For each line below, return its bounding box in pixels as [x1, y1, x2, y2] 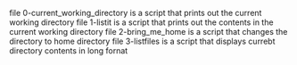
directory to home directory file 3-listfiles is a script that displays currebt [9, 36, 276, 46]
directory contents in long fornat [9, 45, 128, 56]
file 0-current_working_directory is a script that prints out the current [9, 8, 262, 18]
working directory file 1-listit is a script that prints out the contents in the [9, 17, 274, 28]
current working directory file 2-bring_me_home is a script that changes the [9, 27, 288, 37]
